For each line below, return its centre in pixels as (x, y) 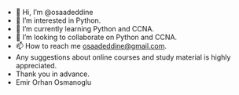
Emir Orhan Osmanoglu (53, 82)
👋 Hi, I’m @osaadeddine (54, 12)
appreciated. (36, 66)
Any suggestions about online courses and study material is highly (123, 57)
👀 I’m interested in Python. (58, 20)
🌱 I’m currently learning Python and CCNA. (85, 29)
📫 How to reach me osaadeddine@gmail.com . (91, 46)
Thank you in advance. (53, 74)
